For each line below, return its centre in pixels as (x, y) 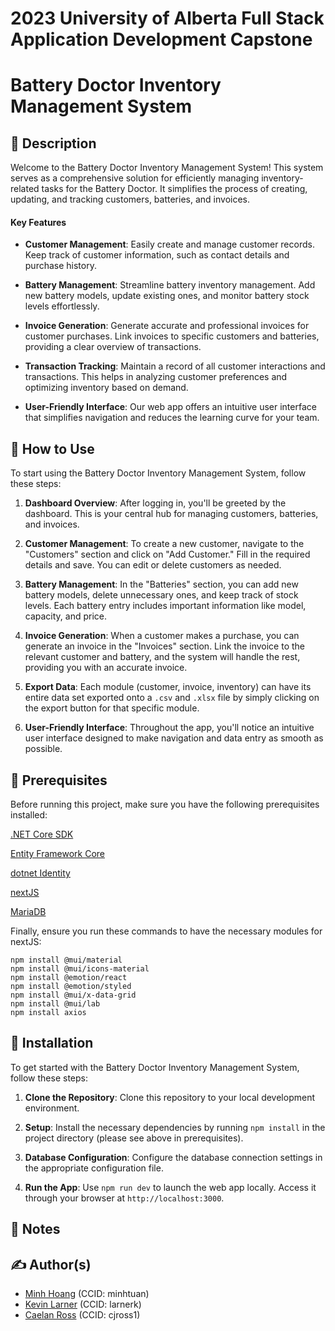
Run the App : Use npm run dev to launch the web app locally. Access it (170, 1187)
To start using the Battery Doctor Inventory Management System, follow (158, 473)
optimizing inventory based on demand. (106, 388)
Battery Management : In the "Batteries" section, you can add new (161, 584)
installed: (29, 815)
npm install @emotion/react (69, 978)
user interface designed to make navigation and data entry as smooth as (174, 738)
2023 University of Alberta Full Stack (167, 18)
